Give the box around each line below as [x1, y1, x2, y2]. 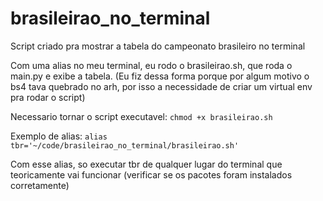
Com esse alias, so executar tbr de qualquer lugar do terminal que [10, 158, 283, 170]
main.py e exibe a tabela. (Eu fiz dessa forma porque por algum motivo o [10, 70, 310, 82]
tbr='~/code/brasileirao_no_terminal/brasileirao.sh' [10, 140, 240, 151]
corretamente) [10, 179, 70, 191]
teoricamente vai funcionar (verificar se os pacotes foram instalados [10, 168, 293, 181]
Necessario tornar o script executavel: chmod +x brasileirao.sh [10, 110, 273, 122]
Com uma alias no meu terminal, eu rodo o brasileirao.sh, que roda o [10, 59, 293, 71]
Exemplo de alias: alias [10, 130, 108, 142]
